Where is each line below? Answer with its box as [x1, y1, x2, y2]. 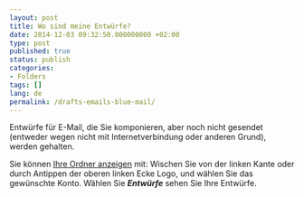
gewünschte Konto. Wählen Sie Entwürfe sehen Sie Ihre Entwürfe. [9, 178, 257, 189]
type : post [9, 38, 51, 48]
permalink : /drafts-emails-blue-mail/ [9, 97, 156, 107]
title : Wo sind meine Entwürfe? [9, 22, 131, 31]
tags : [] [9, 80, 43, 89]
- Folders [9, 72, 47, 81]
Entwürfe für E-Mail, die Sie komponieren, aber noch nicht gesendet [9, 122, 264, 133]
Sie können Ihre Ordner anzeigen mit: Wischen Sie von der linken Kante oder [9, 159, 295, 170]
